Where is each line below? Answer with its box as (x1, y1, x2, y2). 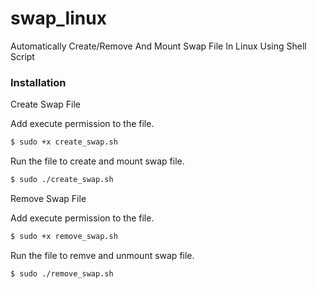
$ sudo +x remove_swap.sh (10, 231, 118, 241)
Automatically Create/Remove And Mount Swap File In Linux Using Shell (10, 40, 307, 52)
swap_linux (10, 7, 107, 30)
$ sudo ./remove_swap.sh (10, 268, 114, 279)
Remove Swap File (10, 192, 87, 204)
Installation (10, 75, 67, 89)
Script (10, 50, 35, 62)
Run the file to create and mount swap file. (10, 155, 185, 167)
